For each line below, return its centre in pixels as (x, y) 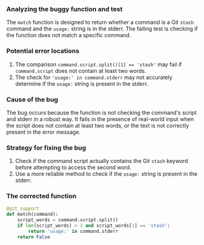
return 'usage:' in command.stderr (73, 231)
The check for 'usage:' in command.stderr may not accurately (93, 77)
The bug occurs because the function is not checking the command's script (101, 112)
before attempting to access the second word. (73, 167)
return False (34, 237)
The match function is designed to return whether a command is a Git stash (100, 22)
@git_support (23, 209)
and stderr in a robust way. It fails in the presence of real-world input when (100, 119)
